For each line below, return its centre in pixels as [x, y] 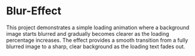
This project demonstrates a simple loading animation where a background [98, 27]
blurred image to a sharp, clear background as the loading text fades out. [96, 46]
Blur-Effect [34, 11]
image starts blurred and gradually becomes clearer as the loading [88, 33]
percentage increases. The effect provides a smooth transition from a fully [97, 40]
